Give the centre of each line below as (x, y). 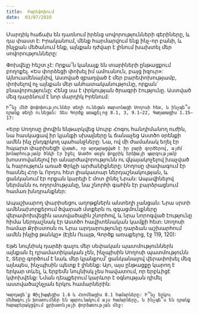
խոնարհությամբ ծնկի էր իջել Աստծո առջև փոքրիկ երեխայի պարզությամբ (92, 153)
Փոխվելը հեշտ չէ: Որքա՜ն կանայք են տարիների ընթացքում (89, 65)
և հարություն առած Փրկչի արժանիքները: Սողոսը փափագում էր (96, 166)
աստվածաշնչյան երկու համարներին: (59, 284)
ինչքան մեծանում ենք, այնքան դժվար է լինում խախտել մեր (89, 47)
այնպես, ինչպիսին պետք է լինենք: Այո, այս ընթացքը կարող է (91, 265)
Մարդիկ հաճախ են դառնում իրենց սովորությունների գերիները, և (98, 34)
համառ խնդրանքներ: (36, 191)
